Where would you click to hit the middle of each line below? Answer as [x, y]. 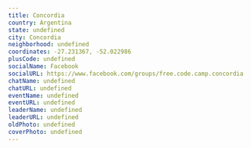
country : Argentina [40, 23]
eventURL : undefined [42, 103]
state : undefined [36, 30]
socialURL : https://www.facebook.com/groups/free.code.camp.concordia [126, 74]
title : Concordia [36, 15]
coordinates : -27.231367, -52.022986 [70, 52]
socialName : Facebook [44, 67]
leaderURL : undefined [44, 117]
